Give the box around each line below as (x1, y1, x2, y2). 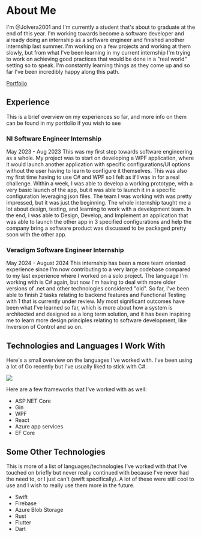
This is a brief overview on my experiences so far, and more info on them (6, 113, 187, 120)
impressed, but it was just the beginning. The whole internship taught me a (6, 199, 191, 206)
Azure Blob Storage (14, 506, 64, 513)
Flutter (14, 518, 32, 526)
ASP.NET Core (14, 397, 51, 405)
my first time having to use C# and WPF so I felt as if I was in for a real (6, 173, 180, 181)
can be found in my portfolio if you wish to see (6, 119, 121, 127)
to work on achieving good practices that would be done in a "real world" (6, 55, 187, 62)
